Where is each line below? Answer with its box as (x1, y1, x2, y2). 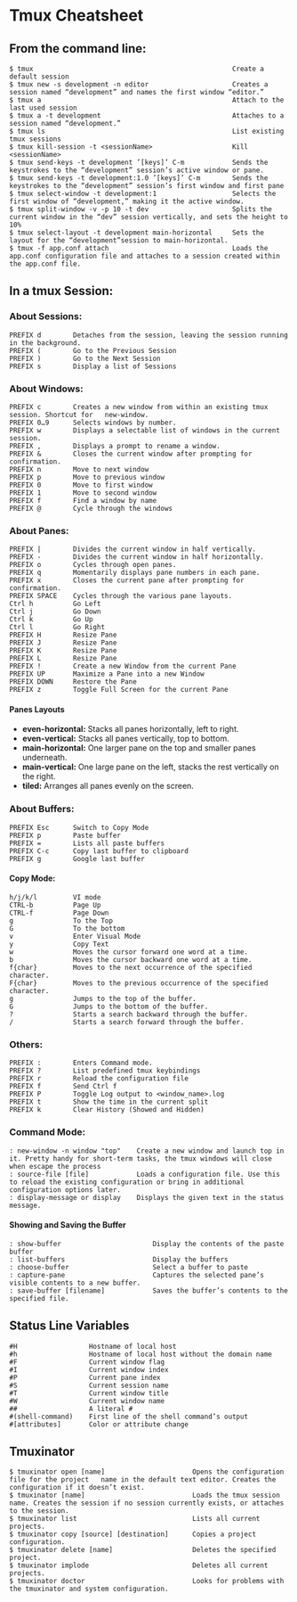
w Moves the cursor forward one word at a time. (9, 947, 249, 957)
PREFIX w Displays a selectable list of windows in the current (9, 425, 280, 435)
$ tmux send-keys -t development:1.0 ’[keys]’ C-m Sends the (9, 174, 269, 183)
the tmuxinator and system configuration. (9, 1584, 169, 1594)
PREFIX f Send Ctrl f (9, 1082, 117, 1091)
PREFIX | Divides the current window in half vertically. (9, 545, 256, 554)
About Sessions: (9, 310, 83, 323)
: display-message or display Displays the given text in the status (9, 1193, 285, 1202)
